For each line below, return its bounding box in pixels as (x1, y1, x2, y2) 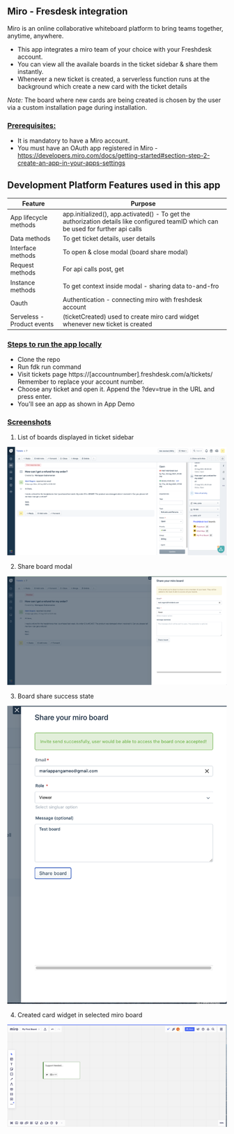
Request (10, 261, 34, 270)
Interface (10, 244, 37, 252)
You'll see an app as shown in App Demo (17, 400, 135, 408)
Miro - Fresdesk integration (7, 6, 128, 17)
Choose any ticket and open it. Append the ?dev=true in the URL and (17, 384, 214, 393)
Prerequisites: (7, 120, 56, 130)
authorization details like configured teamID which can (62, 217, 219, 226)
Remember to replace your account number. (17, 377, 145, 386)
